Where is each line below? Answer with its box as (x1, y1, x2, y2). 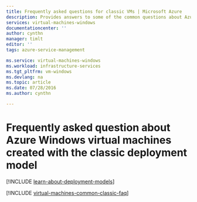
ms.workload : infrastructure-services (6, 63, 101, 69)
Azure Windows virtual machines (6, 134, 172, 147)
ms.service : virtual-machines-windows (6, 57, 101, 64)
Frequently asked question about (6, 121, 171, 134)
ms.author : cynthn (6, 91, 51, 97)
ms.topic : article (6, 80, 51, 85)
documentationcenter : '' (6, 25, 67, 31)
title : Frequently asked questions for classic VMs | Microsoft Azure (6, 8, 182, 15)
